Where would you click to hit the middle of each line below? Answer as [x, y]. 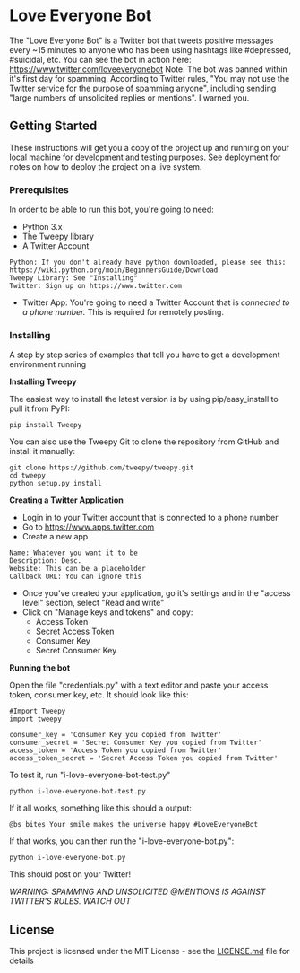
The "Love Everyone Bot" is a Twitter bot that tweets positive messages [141, 40]
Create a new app [55, 537]
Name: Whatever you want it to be [74, 553]
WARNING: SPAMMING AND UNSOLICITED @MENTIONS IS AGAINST [137, 892]
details [21, 960]
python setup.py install [56, 484]
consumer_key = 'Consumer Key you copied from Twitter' [116, 735]
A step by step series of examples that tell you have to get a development [145, 355]
